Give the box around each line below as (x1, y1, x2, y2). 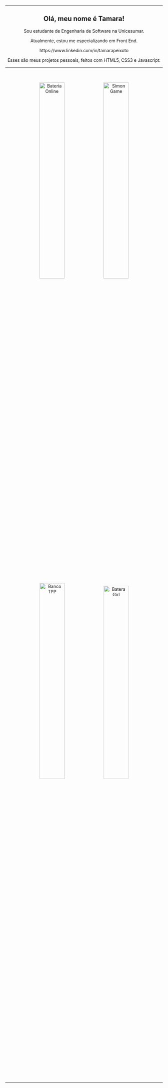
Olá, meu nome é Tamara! (43, 15, 125, 23)
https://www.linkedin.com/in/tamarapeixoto (39, 47, 129, 53)
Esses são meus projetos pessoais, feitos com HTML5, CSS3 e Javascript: (7, 57, 161, 63)
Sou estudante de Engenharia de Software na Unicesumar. (23, 28, 144, 34)
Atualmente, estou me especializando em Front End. (30, 38, 138, 44)
